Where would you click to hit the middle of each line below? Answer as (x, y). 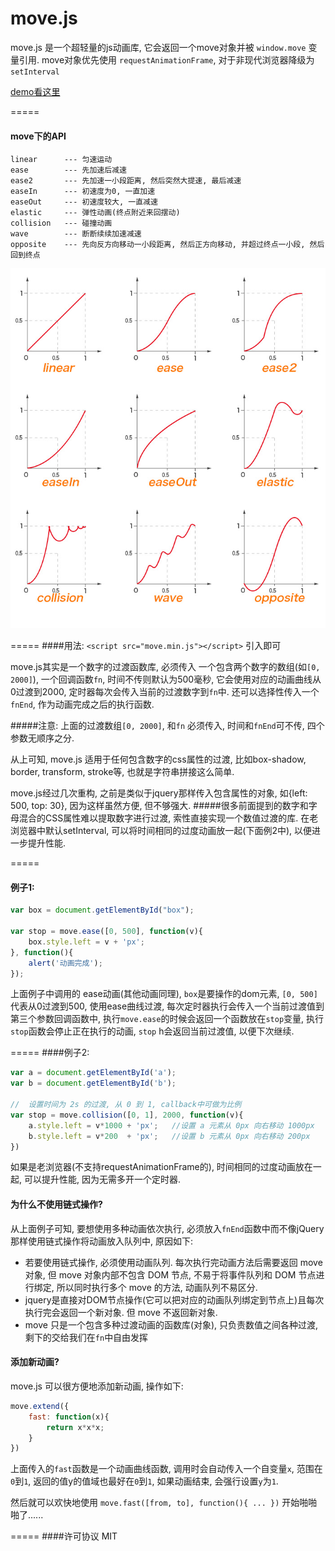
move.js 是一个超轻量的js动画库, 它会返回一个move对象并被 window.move (158, 47)
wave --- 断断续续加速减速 (76, 234)
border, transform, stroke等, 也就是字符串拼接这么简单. (122, 772)
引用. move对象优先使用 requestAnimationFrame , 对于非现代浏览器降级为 (166, 59)
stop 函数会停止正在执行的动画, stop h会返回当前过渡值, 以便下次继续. (152, 1031)
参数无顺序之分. (42, 738)
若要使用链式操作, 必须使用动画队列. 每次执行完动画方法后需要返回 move (173, 1262)
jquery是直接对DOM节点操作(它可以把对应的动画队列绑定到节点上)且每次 (174, 1299)
